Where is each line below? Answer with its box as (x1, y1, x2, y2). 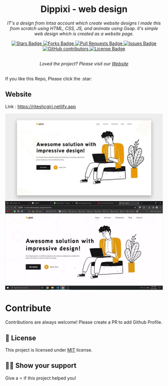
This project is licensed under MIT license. (5, 347, 92, 353)
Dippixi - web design (40, 3, 127, 15)
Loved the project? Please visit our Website (39, 60, 129, 66)
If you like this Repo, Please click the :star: (5, 75, 92, 81)
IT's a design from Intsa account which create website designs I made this (7, 20, 161, 26)
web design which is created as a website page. (34, 30, 134, 36)
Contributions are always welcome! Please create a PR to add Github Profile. (5, 319, 162, 325)
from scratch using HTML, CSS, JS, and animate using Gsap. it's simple (9, 25, 158, 31)
